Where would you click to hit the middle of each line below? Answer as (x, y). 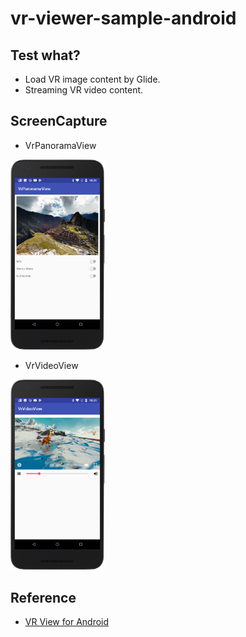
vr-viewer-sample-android (123, 18)
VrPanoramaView (60, 145)
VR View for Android (67, 621)
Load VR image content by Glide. (92, 79)
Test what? (45, 55)
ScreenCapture (59, 121)
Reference (43, 597)
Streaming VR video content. (84, 90)
